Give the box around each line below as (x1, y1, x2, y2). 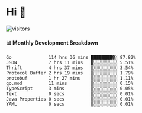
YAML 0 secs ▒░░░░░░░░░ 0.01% (6, 101, 134, 108)
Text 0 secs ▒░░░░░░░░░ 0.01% (6, 91, 134, 97)
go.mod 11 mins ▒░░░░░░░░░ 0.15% (6, 80, 134, 87)
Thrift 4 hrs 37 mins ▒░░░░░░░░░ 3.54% (6, 65, 134, 71)
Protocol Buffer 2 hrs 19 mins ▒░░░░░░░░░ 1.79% (6, 70, 134, 76)
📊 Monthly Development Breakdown (6, 39, 99, 46)
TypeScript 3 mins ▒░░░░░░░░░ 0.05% (6, 86, 134, 92)
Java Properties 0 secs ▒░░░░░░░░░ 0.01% (6, 96, 134, 102)
